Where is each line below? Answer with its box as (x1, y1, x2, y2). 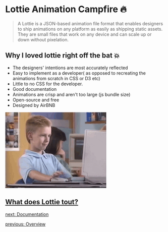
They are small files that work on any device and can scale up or (17, 31, 152, 37)
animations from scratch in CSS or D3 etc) (12, 75, 100, 81)
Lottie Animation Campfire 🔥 (5, 4, 127, 15)
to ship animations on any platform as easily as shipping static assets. (17, 26, 163, 32)
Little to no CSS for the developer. (12, 81, 83, 87)
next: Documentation (5, 211, 49, 217)
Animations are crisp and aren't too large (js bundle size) (12, 91, 131, 97)
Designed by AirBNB (12, 102, 55, 108)
